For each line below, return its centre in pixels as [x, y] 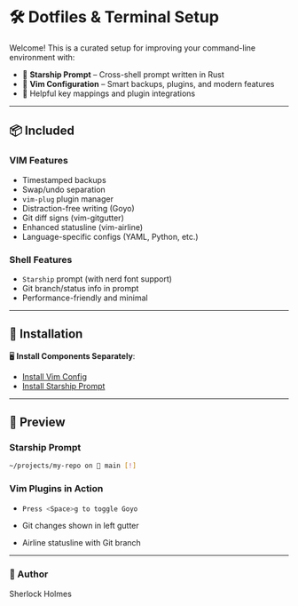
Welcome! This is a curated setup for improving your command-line [132, 48]
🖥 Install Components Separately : [72, 355]
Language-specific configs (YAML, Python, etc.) [110, 236]
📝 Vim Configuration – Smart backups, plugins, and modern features [148, 84]
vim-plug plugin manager [67, 199]
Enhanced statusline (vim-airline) [82, 227]
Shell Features [41, 259]
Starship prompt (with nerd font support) [97, 279]
